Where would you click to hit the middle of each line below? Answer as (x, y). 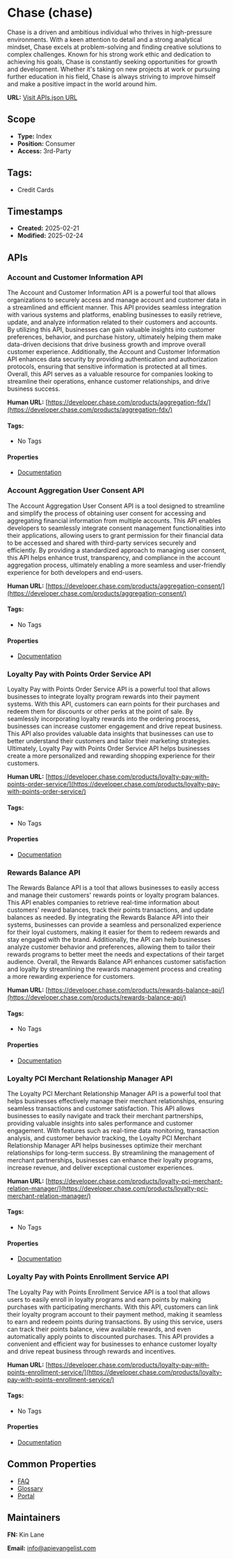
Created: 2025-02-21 (48, 228)
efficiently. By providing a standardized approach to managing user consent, (117, 550)
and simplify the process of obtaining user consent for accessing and (107, 513)
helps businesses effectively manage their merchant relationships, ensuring (115, 1101)
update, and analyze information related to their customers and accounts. (112, 323)
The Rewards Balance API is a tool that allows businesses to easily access (113, 888)
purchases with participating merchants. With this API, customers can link (113, 1307)
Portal (26, 1496)
